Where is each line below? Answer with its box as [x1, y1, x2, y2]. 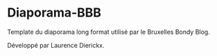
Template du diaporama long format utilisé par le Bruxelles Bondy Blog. [7, 28, 210, 36]
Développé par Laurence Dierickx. [7, 41, 105, 49]
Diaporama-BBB [7, 5, 102, 21]
